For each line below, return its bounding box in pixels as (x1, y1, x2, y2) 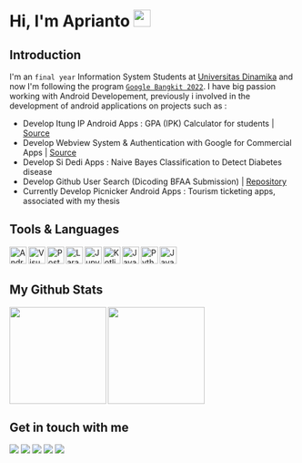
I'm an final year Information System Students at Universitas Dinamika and (9, 71, 294, 82)
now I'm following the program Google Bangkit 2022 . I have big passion (9, 81, 276, 91)
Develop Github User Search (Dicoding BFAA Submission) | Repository (22, 176, 287, 187)
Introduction (9, 46, 82, 63)
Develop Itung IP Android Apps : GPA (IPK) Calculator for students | (22, 118, 275, 129)
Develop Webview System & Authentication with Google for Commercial (22, 138, 293, 148)
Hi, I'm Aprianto (9, 11, 130, 32)
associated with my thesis (22, 196, 120, 206)
